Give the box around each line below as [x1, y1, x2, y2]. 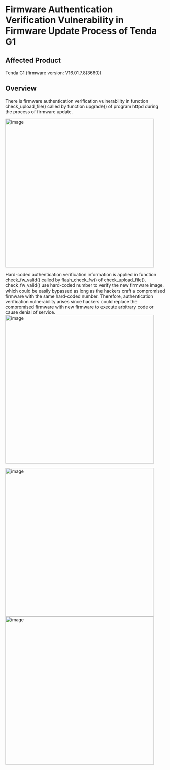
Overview [5, 84, 37, 93]
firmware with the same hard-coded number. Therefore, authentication [5, 293, 153, 299]
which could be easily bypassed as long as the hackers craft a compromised [5, 287, 165, 294]
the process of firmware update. [5, 108, 73, 115]
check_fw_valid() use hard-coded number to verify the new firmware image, [5, 282, 164, 288]
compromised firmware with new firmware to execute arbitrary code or [5, 304, 154, 310]
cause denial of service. [5, 309, 56, 315]
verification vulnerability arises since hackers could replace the [5, 298, 138, 304]
